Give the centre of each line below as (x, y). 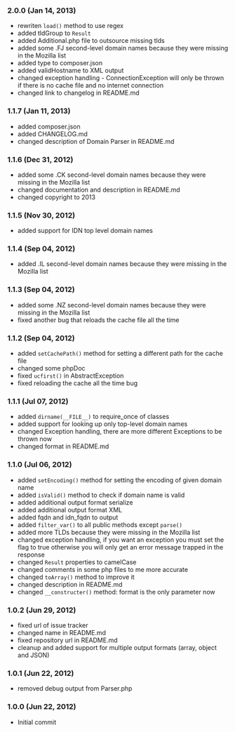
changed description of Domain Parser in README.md (96, 141)
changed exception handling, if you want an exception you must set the (121, 540)
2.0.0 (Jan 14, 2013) (42, 11)
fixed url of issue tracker (53, 625)
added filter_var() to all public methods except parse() (100, 524)
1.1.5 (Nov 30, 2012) (41, 215)
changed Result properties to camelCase (77, 562)
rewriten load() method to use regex (70, 26)
